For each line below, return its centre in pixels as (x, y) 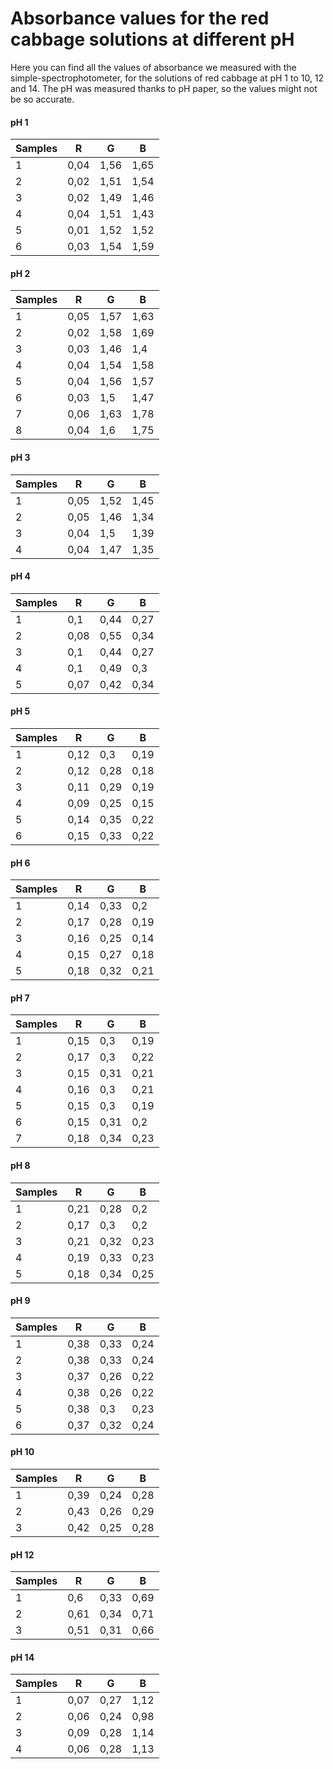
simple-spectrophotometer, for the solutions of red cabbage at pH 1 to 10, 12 (167, 78)
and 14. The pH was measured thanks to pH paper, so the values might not (164, 88)
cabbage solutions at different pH (152, 39)
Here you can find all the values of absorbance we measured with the (153, 67)
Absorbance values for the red (140, 18)
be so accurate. (42, 99)
